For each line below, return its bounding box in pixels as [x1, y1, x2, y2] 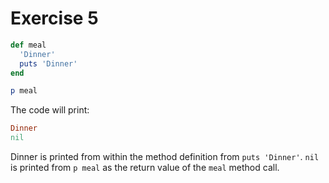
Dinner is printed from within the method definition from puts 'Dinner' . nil [10, 151, 320, 163]
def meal [10, 40, 47, 50]
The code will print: [10, 104, 90, 116]
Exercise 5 [10, 7, 99, 30]
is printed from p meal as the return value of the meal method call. [10, 162, 280, 174]
